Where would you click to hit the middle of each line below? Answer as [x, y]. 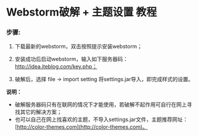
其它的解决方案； [41, 112]
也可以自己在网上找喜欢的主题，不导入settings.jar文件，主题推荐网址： [101, 119]
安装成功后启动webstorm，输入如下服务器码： [71, 59]
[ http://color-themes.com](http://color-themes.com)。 [81, 127]
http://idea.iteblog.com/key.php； [56, 67]
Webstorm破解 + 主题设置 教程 [81, 12]
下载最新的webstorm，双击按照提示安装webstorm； [78, 47]
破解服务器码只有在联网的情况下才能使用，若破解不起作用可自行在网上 [101, 104]
